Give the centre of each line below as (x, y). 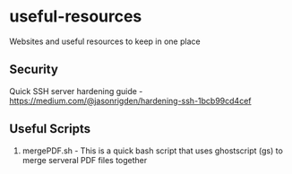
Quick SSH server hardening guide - (76, 91)
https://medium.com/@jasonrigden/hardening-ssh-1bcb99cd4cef (130, 100)
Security (34, 70)
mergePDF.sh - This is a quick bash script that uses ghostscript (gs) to (153, 151)
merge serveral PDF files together (85, 160)
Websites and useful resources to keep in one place (105, 41)
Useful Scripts (50, 129)
